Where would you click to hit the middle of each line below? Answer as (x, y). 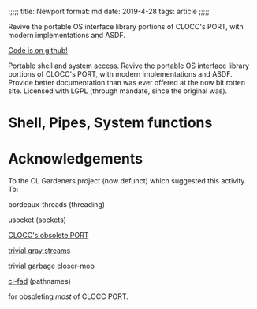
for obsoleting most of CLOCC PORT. (68, 296)
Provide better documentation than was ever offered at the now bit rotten (127, 83)
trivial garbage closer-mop (51, 266)
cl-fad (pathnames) (39, 281)
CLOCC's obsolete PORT (48, 236)
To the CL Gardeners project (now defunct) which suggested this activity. (127, 181)
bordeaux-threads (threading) (56, 205)
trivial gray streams (39, 251)
